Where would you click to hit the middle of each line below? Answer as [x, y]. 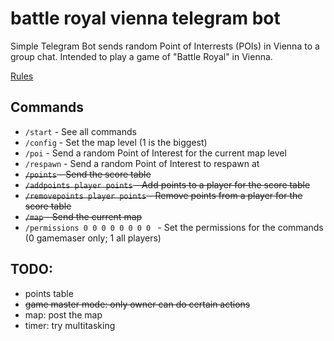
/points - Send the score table [88, 174]
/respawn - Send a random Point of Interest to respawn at [142, 163]
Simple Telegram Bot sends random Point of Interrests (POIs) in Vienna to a [165, 46]
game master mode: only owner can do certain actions [137, 304]
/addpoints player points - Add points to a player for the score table [167, 184]
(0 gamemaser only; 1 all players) [93, 238]
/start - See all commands [80, 131]
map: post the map [63, 314]
